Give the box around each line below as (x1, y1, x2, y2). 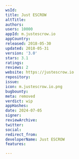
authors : (5, 22, 24, 27)
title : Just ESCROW (5, 12, 47, 17)
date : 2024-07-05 (5, 108, 42, 113)
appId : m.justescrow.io (5, 31, 56, 37)
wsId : (5, 7, 17, 13)
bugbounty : (5, 89, 29, 94)
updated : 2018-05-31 (5, 46, 49, 51)
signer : (5, 113, 22, 118)
